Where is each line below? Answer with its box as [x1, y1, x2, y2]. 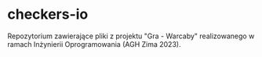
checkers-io [7, 5, 89, 23]
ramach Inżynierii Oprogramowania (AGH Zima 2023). [7, 39, 181, 48]
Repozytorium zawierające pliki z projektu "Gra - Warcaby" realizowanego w [7, 31, 255, 41]
